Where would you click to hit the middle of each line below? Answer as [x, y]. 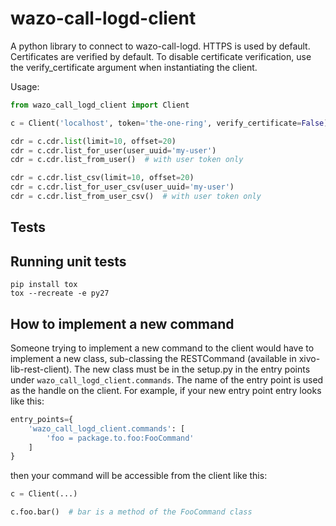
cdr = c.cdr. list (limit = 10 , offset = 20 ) [93, 141]
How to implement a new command [122, 323]
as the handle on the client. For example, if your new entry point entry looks [166, 390]
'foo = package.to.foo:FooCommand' [120, 438]
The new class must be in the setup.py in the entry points [192, 369]
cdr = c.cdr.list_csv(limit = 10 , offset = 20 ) [102, 178]
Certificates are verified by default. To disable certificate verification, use [161, 56]
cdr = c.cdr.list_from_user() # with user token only [127, 160]
